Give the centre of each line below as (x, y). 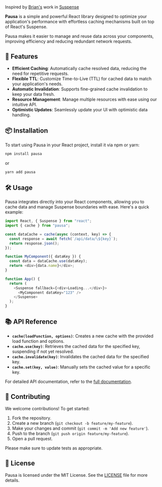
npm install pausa (23, 154)
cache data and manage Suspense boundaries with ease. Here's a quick (77, 207)
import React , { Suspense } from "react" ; (48, 221)
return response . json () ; (34, 243)
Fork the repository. (32, 418)
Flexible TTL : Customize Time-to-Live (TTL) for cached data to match (82, 78)
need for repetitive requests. (40, 73)
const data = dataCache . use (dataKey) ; (49, 261)
